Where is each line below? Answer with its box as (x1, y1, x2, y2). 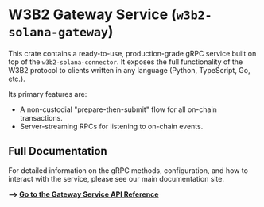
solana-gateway (8, 25, 109, 40)
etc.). (8, 74, 25, 83)
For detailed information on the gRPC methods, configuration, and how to (8, 165, 249, 175)
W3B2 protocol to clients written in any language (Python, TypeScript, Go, (8, 65, 250, 75)
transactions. (19, 113, 64, 122)
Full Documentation (8, 144, 107, 158)
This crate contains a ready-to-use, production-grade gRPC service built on (8, 48, 257, 58)
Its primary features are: (8, 89, 87, 98)
